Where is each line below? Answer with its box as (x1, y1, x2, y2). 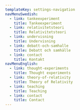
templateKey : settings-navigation (5, 7, 76, 12)
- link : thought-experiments (9, 66, 69, 71)
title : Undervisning (14, 39, 56, 44)
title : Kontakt (14, 57, 45, 62)
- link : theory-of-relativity (9, 75, 71, 80)
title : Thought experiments (14, 71, 71, 75)
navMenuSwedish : (5, 12, 38, 17)
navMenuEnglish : (5, 61, 38, 66)
